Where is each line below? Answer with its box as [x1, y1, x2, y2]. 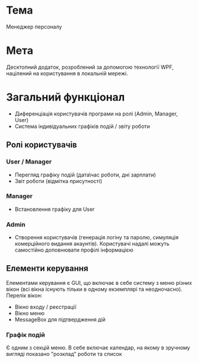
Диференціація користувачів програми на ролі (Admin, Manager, [14, 110, 178, 117]
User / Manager [6, 158, 52, 166]
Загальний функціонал [6, 91, 125, 104]
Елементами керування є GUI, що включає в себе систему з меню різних [6, 279, 192, 286]
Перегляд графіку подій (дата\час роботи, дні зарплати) [14, 171, 157, 178]
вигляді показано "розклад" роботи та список [6, 351, 122, 358]
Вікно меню [14, 309, 45, 317]
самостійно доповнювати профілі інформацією [14, 246, 134, 253]
